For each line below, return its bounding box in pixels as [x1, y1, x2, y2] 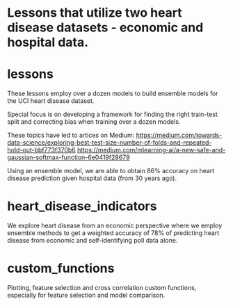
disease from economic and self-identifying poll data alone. [7, 236, 178, 245]
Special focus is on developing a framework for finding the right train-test [7, 110, 218, 119]
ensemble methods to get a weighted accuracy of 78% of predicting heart [7, 229, 220, 237]
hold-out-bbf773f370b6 [7, 146, 76, 154]
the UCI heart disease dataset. [7, 97, 95, 105]
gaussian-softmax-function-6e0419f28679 [7, 153, 130, 161]
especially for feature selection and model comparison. [7, 291, 166, 299]
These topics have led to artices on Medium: [7, 131, 135, 140]
